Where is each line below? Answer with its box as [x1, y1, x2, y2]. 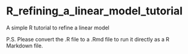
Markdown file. [6, 42, 43, 49]
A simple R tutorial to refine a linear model [6, 24, 110, 31]
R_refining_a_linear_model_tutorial [6, 4, 183, 18]
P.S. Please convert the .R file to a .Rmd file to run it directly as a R [6, 35, 169, 43]
